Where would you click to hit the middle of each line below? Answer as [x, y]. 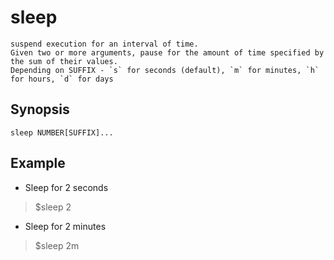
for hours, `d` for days [62, 79]
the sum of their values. [64, 61]
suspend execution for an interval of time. [104, 44]
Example [38, 163]
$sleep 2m [57, 245]
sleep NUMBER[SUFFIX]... [62, 132]
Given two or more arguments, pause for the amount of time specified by [167, 52]
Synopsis [40, 109]
